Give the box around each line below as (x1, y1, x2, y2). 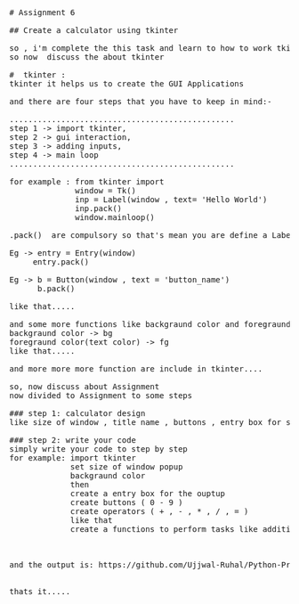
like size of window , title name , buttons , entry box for (9, 418, 282, 427)
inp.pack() (75, 204, 123, 213)
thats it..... (9, 587, 71, 596)
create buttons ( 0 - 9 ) (69, 498, 183, 507)
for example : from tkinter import (9, 177, 165, 186)
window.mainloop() (75, 213, 156, 222)
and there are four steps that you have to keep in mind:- (9, 97, 273, 106)
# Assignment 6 (9, 8, 76, 17)
